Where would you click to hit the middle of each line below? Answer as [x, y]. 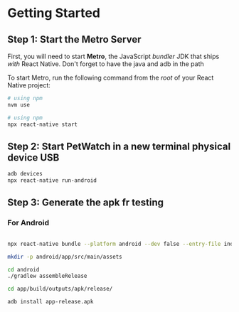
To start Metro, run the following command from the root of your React [111, 77]
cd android [23, 269]
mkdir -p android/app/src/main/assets [65, 257]
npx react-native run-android [52, 181]
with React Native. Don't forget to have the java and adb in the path [106, 64]
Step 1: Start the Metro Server [74, 39]
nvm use [19, 104]
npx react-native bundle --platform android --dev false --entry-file [114, 244]
